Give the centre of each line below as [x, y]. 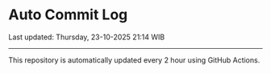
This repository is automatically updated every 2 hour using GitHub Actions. [134, 60]
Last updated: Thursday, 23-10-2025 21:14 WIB [87, 37]
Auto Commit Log [68, 15]
